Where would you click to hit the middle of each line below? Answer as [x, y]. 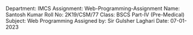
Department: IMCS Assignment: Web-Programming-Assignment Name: [93, 8]
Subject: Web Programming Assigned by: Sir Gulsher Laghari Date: [87, 21]
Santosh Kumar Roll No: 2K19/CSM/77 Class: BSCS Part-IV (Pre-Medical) [95, 15]
